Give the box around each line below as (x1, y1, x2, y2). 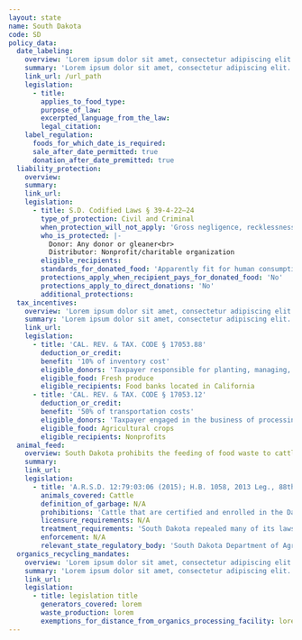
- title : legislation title (32, 591, 139, 600)
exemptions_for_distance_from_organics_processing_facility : (41, 617, 276, 626)
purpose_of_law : (41, 105, 102, 114)
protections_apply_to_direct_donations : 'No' (41, 281, 215, 290)
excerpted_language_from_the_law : (41, 114, 170, 123)
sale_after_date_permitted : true (32, 147, 159, 156)
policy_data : (8, 38, 58, 48)
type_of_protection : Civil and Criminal (41, 214, 195, 224)
